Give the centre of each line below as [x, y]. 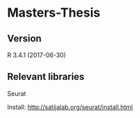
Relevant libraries [46, 77]
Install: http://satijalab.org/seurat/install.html [70, 107]
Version [24, 39]
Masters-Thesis [54, 13]
